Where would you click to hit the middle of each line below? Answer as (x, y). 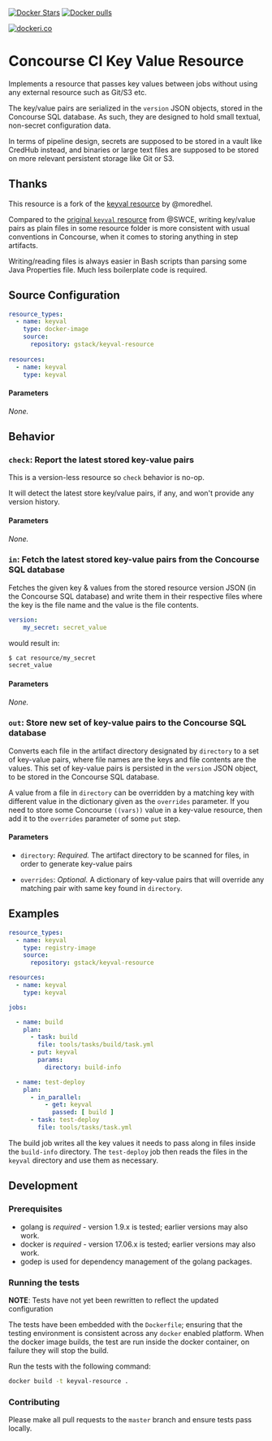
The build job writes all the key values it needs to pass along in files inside (132, 1142)
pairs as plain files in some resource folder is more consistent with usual (129, 228)
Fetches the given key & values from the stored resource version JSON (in (132, 587)
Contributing (34, 1402)
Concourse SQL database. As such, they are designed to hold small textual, (135, 116)
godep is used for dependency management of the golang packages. (136, 1261)
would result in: (34, 643)
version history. (35, 502)
